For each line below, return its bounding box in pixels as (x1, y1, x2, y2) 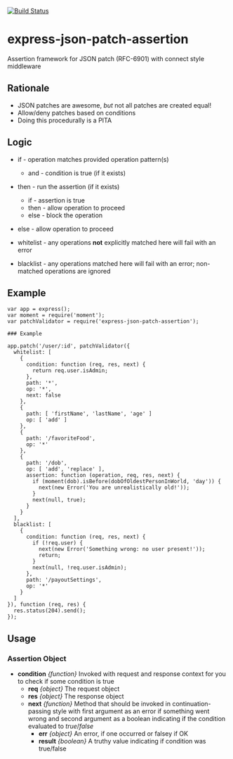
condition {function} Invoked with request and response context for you (17, 670, 227, 678)
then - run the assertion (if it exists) (17, 182, 120, 191)
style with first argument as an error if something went (52, 707, 210, 715)
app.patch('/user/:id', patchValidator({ (7, 343, 131, 350)
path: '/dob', (25, 459, 68, 467)
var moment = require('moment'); (7, 312, 105, 319)
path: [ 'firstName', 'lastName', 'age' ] (25, 410, 152, 418)
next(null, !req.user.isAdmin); (32, 564, 128, 571)
